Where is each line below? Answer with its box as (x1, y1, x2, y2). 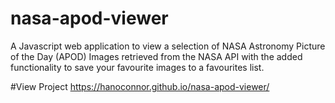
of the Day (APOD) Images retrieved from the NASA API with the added (10, 50, 303, 62)
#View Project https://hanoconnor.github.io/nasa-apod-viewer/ (10, 80, 270, 92)
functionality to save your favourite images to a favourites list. (10, 61, 265, 73)
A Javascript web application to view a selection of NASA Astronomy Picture (10, 40, 326, 52)
